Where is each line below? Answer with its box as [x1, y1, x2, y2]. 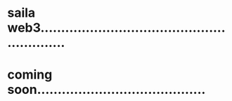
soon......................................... [7, 82, 206, 97]
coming [7, 67, 53, 83]
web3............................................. [7, 20, 226, 36]
